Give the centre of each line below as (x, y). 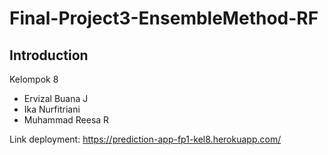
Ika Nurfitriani (52, 109)
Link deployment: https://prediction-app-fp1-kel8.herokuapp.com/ (145, 139)
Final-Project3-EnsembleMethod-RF (164, 18)
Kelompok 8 (34, 79)
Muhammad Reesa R (66, 120)
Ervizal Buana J (56, 98)
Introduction (49, 55)
